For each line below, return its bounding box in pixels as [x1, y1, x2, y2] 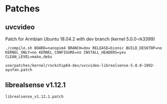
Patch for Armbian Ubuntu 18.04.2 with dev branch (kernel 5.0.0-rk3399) [5, 36, 155, 42]
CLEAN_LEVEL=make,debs [5, 54, 52, 59]
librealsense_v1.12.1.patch [5, 94, 64, 99]
